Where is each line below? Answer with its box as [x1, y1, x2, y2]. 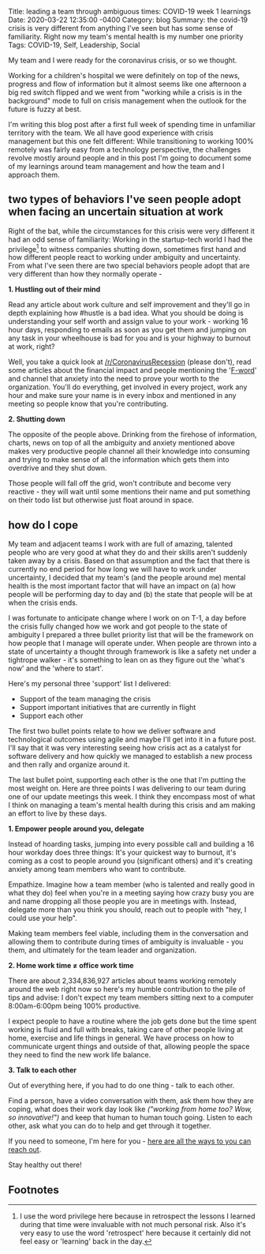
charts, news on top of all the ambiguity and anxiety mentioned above [8, 438, 235, 448]
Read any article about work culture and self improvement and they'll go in [8, 300, 251, 310]
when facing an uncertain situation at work [8, 205, 223, 219]
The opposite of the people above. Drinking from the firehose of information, [8, 430, 257, 439]
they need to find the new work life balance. [8, 1050, 151, 1060]
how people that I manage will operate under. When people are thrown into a [8, 639, 257, 648]
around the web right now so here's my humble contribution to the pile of [8, 985, 246, 994]
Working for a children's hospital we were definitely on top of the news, [8, 71, 241, 80]
